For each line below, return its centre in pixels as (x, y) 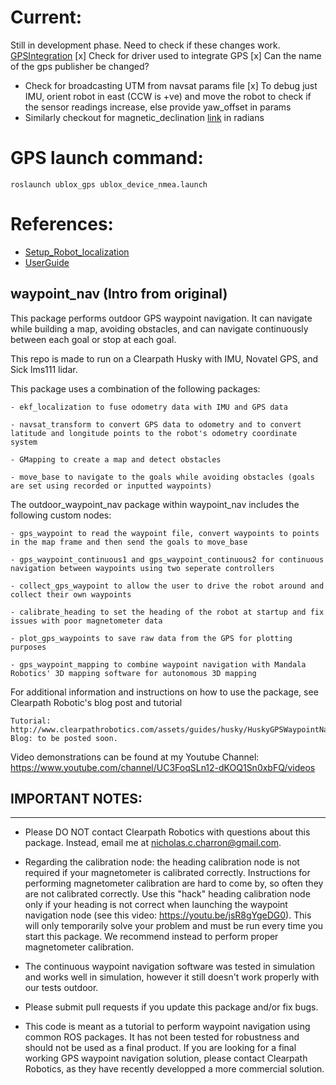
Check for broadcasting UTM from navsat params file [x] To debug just (171, 85)
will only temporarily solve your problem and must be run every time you (174, 926)
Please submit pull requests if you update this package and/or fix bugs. (171, 1007)
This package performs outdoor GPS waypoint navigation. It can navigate (161, 318)
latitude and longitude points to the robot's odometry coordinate (154, 433)
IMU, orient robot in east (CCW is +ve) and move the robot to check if (168, 96)
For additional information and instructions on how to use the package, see (164, 692)
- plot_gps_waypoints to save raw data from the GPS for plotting (151, 638)
